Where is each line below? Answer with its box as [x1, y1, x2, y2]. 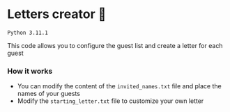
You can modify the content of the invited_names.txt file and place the [17, 82, 222, 90]
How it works [7, 66, 53, 76]
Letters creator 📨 [7, 6, 107, 22]
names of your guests [17, 90, 80, 98]
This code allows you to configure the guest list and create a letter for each [7, 41, 223, 49]
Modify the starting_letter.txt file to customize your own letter [17, 97, 204, 105]
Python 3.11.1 [7, 29, 49, 36]
